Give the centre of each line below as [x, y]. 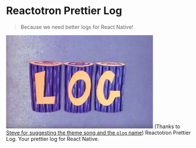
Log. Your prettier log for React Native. [53, 139]
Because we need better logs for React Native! [77, 27]
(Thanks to [167, 126]
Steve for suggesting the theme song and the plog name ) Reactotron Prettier [99, 132]
